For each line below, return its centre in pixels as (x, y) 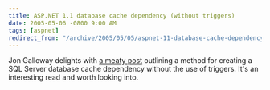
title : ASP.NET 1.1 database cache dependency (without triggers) (122, 16)
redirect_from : (34, 38)
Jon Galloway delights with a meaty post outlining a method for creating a (130, 61)
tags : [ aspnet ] (34, 30)
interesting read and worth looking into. (74, 77)
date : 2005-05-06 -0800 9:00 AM (62, 23)
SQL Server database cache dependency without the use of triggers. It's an (133, 69)
